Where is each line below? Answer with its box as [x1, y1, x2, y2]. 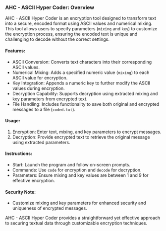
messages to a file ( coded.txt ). [12, 106, 76, 112]
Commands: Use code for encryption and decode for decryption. [12, 167, 142, 173]
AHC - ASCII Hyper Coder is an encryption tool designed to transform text [5, 15, 156, 21]
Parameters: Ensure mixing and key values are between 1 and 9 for [12, 172, 149, 178]
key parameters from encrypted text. [12, 96, 88, 102]
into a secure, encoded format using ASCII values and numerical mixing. [5, 20, 153, 26]
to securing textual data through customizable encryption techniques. [5, 220, 148, 226]
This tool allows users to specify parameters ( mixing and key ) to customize [5, 26, 158, 32]
